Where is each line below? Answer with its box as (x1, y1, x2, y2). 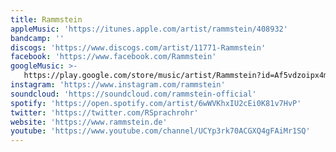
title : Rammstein (10, 14, 83, 25)
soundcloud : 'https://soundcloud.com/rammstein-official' (10, 89, 257, 99)
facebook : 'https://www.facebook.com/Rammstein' (10, 52, 217, 62)
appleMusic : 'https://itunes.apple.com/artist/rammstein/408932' (10, 24, 288, 34)
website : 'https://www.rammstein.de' (10, 117, 168, 127)
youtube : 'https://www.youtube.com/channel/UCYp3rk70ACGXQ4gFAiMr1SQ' (10, 126, 311, 136)
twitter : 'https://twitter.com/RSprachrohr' (10, 107, 199, 118)
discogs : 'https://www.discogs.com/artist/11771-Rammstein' (10, 42, 267, 53)
